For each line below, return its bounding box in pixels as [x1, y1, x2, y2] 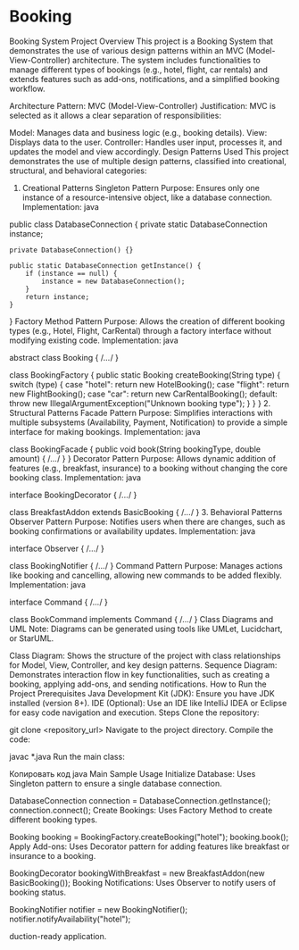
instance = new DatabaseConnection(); [41, 277, 186, 286]
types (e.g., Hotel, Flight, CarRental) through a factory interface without [9, 325, 272, 336]
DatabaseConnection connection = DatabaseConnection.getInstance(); [9, 795, 271, 805]
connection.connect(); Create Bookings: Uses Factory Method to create [9, 804, 273, 815]
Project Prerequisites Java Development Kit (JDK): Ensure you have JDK [9, 687, 275, 698]
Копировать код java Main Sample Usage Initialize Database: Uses [9, 768, 256, 779]
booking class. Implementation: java [9, 471, 141, 483]
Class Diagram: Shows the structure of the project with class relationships [9, 650, 281, 661]
